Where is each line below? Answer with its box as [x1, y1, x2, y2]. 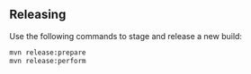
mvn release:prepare [9, 48, 87, 57]
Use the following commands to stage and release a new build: [9, 30, 243, 41]
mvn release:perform [9, 56, 87, 65]
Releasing [9, 7, 67, 22]
